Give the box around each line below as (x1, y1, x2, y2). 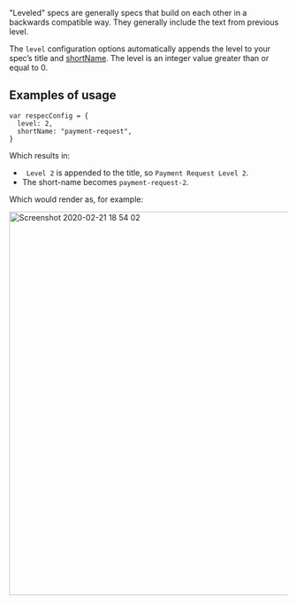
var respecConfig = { (9, 111, 89, 120)
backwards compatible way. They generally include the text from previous (9, 17, 279, 27)
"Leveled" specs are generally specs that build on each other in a (9, 8, 247, 18)
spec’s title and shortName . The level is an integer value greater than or (9, 53, 270, 63)
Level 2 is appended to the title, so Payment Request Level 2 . (26, 167, 249, 178)
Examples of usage (9, 88, 117, 103)
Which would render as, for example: (9, 194, 144, 205)
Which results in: (9, 150, 71, 160)
